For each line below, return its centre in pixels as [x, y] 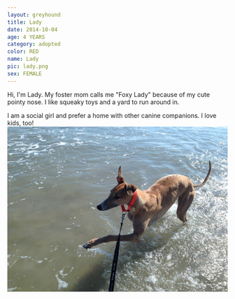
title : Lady [24, 22]
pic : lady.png [28, 66]
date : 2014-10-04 [33, 29]
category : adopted [34, 44]
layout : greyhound [34, 15]
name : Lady [23, 59]
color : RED [23, 52]
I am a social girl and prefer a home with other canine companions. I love [112, 115]
